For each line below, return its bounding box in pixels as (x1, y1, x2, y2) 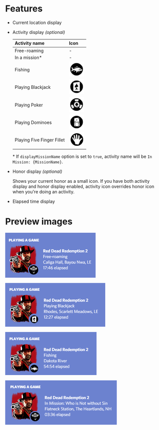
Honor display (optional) (12, 168, 62, 174)
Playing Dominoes (14, 119, 52, 125)
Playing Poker (14, 102, 43, 108)
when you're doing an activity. (12, 188, 75, 195)
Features (5, 3, 43, 14)
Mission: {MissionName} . (12, 158, 63, 165)
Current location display (12, 19, 62, 25)
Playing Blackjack (14, 84, 51, 90)
